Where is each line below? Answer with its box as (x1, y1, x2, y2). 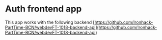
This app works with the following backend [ (5, 19, 95, 25)
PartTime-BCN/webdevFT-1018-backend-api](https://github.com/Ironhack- (5, 24, 157, 30)
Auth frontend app (5, 3, 82, 14)
